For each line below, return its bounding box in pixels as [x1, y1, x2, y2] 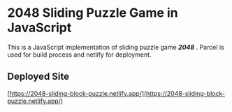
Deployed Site [7, 71, 70, 83]
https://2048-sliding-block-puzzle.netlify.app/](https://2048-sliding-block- [9, 89, 226, 97]
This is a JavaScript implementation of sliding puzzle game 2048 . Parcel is [7, 43, 225, 51]
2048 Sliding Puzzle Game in [7, 5, 178, 21]
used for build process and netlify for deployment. [7, 50, 152, 59]
